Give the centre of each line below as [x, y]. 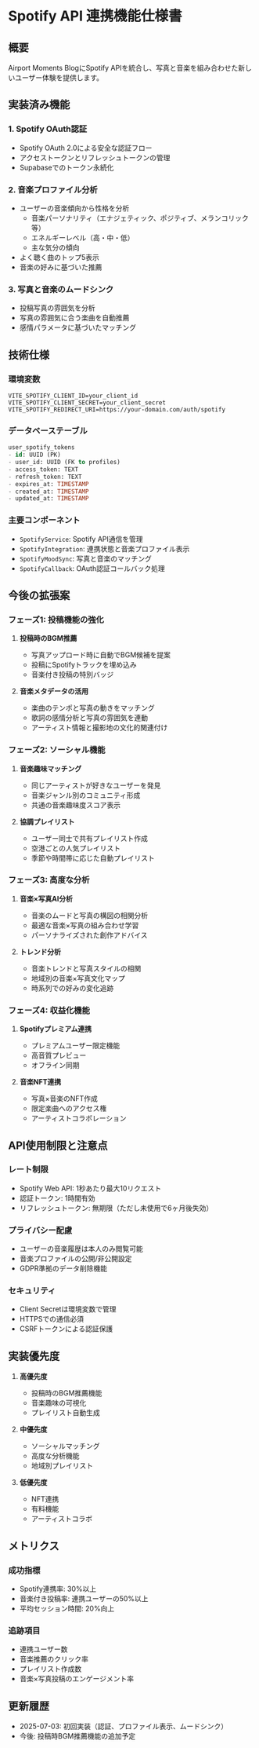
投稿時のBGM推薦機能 [67, 1393]
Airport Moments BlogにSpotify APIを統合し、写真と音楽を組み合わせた [123, 68]
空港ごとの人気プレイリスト [76, 848]
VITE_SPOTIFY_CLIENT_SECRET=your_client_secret [87, 402]
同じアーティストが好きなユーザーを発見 [96, 785]
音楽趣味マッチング [50, 768]
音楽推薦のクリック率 [54, 1659]
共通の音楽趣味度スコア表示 [76, 805]
